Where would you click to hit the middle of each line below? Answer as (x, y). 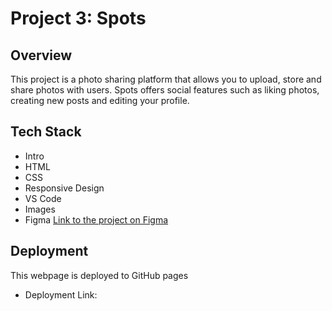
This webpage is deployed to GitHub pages (99, 275)
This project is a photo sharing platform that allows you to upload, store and (166, 79)
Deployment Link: (61, 294)
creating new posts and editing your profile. (100, 100)
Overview (41, 55)
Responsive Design (64, 188)
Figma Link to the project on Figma (96, 219)
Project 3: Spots (78, 18)
